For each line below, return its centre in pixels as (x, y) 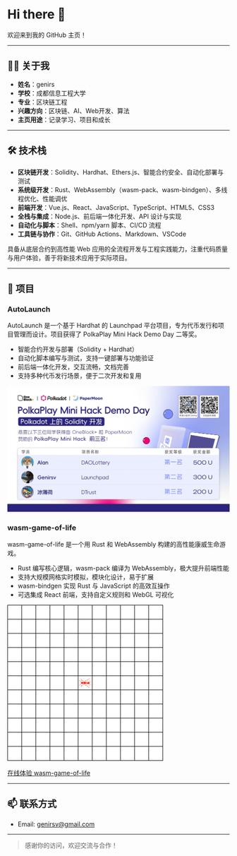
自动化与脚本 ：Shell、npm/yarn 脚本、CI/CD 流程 (89, 225)
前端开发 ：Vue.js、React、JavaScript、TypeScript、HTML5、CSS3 (116, 207)
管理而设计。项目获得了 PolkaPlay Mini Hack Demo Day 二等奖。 (107, 334)
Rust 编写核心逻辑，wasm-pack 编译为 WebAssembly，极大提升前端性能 (123, 568)
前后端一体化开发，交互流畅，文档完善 (73, 367)
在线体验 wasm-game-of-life (49, 773)
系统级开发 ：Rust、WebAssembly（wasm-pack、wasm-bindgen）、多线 (122, 189)
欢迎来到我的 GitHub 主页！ (47, 35)
